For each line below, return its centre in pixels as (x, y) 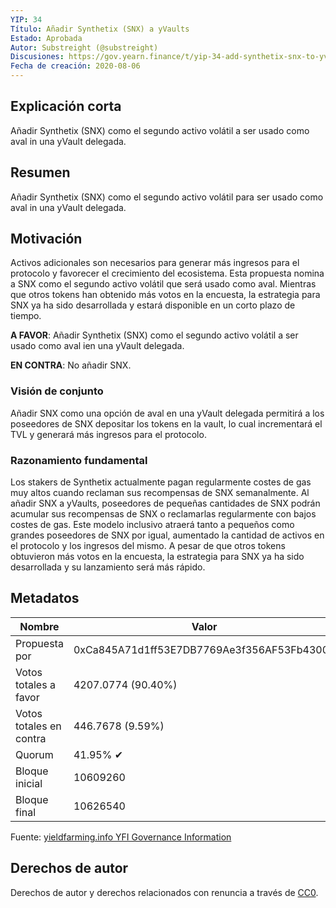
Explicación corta (66, 106)
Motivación (46, 239)
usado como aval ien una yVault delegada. (97, 346)
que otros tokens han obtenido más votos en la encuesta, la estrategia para (165, 295)
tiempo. (26, 316)
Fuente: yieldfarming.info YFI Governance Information (121, 837)
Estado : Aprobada (46, 38)
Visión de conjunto (57, 391)
